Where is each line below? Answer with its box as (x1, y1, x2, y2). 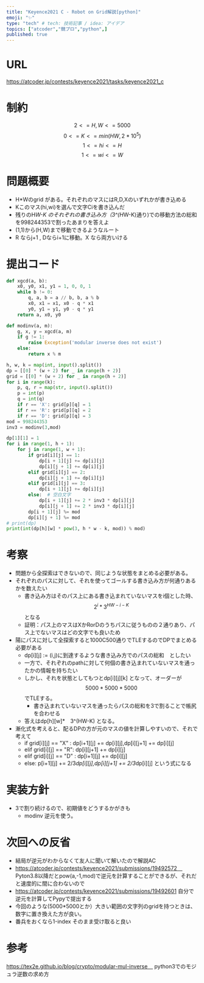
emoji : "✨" (6, 15, 35, 21)
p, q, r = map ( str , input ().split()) (17, 385, 113, 391)
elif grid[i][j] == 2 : (28, 469, 86, 475)
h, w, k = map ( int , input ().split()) (6, 362, 102, 368)
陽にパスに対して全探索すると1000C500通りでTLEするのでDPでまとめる (15, 636, 197, 643)
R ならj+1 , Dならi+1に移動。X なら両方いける (15, 234, 128, 241)
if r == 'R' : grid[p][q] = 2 (17, 407, 91, 413)
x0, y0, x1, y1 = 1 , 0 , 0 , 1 (17, 284, 91, 290)
